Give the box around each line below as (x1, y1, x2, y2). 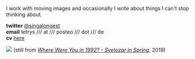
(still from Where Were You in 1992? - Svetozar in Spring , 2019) (13, 46, 166, 53)
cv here (6, 35, 25, 41)
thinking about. (6, 11, 43, 18)
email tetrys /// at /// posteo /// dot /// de (6, 28, 104, 35)
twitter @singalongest (6, 23, 60, 29)
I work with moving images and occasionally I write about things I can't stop (6, 5, 189, 12)
